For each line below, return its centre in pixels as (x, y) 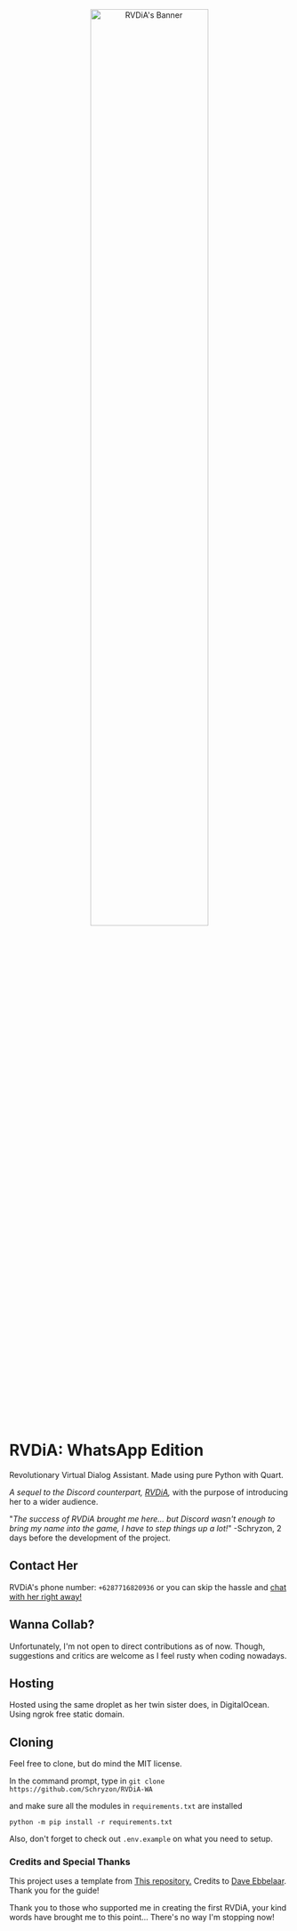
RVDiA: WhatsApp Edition (107, 1450)
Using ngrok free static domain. (67, 1714)
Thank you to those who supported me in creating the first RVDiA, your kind (148, 1908)
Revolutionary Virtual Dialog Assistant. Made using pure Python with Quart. (147, 1475)
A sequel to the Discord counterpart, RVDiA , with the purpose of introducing (149, 1492)
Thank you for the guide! (54, 1891)
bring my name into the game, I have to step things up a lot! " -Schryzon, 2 (145, 1528)
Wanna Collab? (52, 1624)
